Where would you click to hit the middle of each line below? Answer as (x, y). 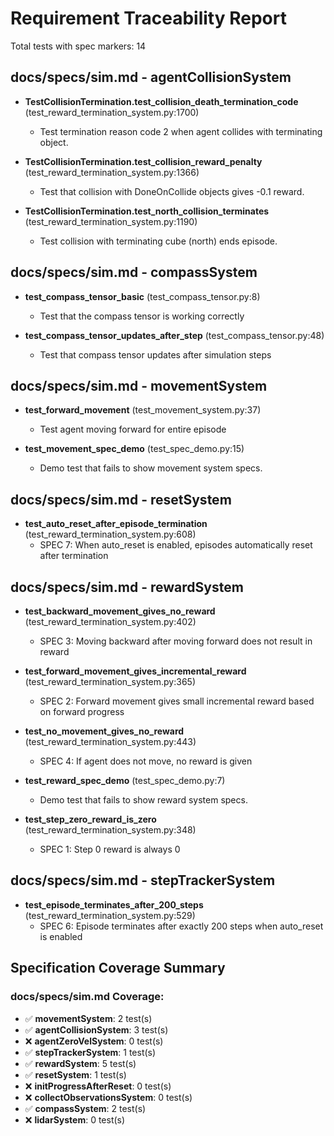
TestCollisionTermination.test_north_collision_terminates (147, 211)
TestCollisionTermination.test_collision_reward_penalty (143, 161)
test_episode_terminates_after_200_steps (114, 904)
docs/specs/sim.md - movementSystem (139, 385)
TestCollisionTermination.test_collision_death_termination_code (161, 101)
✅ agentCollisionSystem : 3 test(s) (96, 1029)
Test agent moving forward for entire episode (133, 429)
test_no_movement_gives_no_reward (104, 731)
